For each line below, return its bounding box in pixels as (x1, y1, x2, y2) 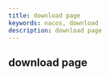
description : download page (8, 26, 103, 34)
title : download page (8, 11, 81, 20)
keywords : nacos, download (8, 19, 99, 27)
